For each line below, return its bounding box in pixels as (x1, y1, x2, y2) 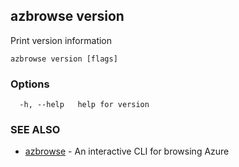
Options (10, 77, 50, 91)
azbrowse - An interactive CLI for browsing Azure (24, 145, 230, 158)
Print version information (10, 34, 113, 46)
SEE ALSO (10, 123, 61, 137)
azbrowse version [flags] (10, 54, 118, 64)
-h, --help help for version (19, 100, 150, 110)
